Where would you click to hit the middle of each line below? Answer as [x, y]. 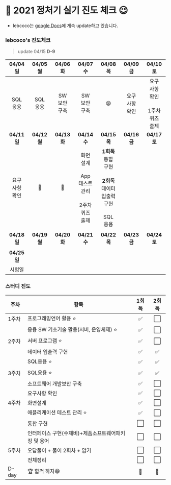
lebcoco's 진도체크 [28, 40]
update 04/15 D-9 [36, 52]
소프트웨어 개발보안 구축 [55, 383]
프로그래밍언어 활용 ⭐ [52, 318]
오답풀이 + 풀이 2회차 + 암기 [59, 450]
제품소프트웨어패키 [104, 433]
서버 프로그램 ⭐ [45, 341]
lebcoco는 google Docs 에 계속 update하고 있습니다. [65, 26]
